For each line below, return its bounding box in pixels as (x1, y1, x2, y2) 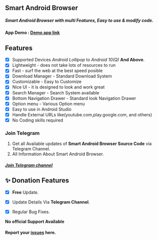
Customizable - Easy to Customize (12, 79, 82, 85)
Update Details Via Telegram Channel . (12, 199, 90, 205)
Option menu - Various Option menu (12, 101, 85, 107)
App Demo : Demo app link (5, 30, 60, 36)
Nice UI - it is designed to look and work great (12, 84, 105, 90)
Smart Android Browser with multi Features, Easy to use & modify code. (5, 17, 154, 23)
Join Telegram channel (5, 162, 53, 168)
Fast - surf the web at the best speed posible (12, 68, 103, 74)
